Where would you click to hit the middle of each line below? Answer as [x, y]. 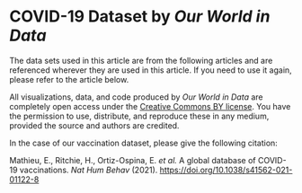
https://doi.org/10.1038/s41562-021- [226, 170]
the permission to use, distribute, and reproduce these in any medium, [139, 116]
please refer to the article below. [69, 79]
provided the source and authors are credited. [94, 125]
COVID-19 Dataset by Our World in [140, 17]
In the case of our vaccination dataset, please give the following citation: [144, 143]
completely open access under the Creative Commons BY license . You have [150, 106]
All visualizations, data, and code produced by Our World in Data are [136, 97]
